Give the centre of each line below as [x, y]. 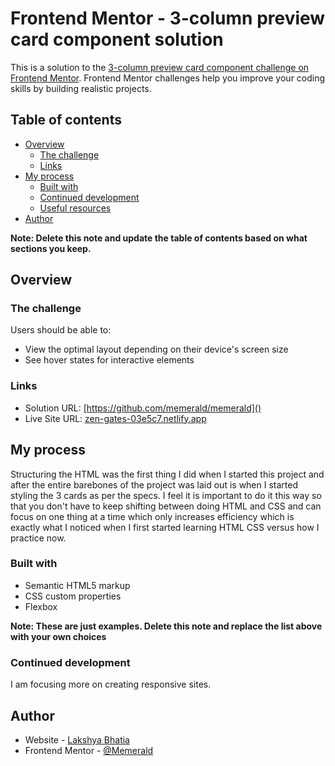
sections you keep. [51, 248]
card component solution [117, 39]
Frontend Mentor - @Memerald [89, 750]
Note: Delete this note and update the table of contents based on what [159, 238]
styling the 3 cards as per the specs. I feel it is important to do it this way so [166, 495]
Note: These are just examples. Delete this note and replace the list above [166, 626]
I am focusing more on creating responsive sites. [111, 684]
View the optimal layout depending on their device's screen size [156, 349]
